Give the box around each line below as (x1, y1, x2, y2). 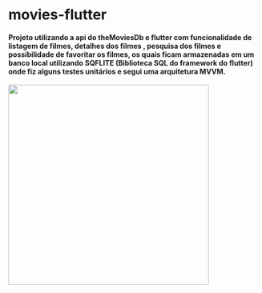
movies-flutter (8, 6, 107, 24)
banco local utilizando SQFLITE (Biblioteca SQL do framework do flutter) (8, 58, 254, 67)
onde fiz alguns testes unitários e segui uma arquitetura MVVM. (8, 66, 226, 76)
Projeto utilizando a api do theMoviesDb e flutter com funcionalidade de (8, 32, 252, 42)
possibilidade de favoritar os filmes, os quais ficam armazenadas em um (8, 50, 255, 59)
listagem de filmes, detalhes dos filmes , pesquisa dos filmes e (8, 41, 222, 50)
